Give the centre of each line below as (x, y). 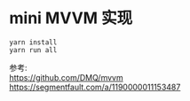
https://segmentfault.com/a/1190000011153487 (95, 87)
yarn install (33, 42)
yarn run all (33, 50)
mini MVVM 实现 (71, 18)
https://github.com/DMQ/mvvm (66, 77)
